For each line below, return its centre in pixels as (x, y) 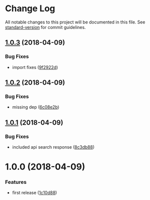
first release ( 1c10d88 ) (34, 193)
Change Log (30, 9)
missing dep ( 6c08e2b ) (36, 107)
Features (16, 182)
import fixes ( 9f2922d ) (35, 67)
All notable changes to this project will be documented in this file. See (75, 22)
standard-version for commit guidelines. (45, 27)
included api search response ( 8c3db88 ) (53, 147)
